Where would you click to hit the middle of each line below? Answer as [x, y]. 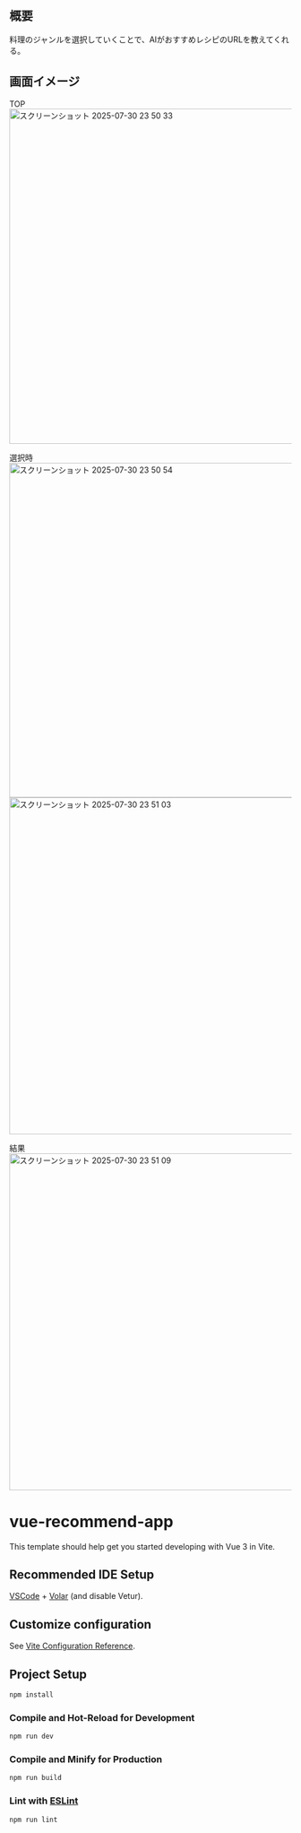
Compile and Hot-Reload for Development [102, 1717]
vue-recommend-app [91, 1521]
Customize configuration [81, 1625]
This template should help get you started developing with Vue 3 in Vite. [142, 1546]
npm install [31, 1695]
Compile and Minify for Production [86, 1759]
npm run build [36, 1778]
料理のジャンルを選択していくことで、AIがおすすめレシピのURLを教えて [142, 39]
